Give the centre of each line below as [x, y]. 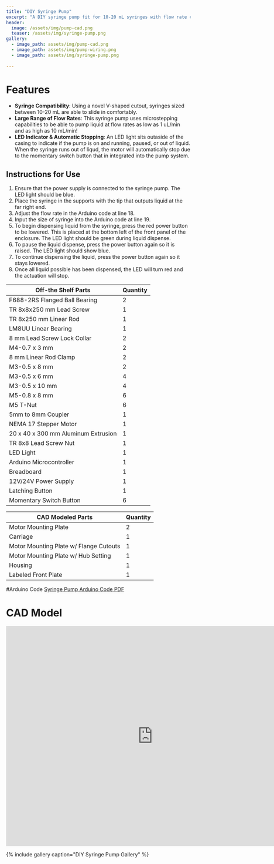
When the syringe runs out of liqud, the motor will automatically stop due [102, 150]
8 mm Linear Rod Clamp [42, 357]
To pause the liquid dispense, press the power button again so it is [95, 245]
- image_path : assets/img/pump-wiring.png [64, 50]
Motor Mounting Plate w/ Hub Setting [60, 556]
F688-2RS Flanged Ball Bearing [53, 300]
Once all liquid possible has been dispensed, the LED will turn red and [99, 269]
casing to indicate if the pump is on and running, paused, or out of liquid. [102, 143]
